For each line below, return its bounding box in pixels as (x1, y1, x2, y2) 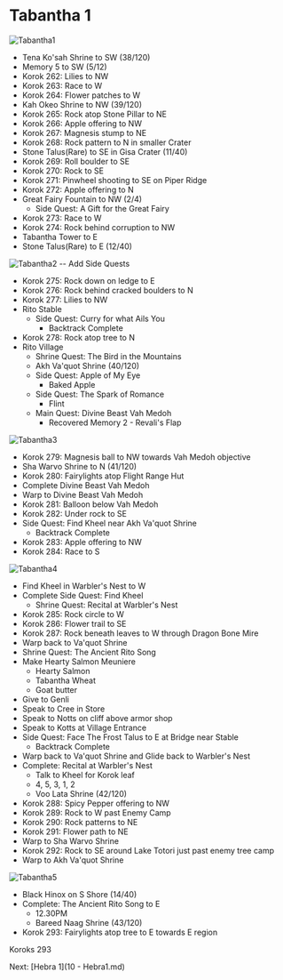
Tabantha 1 (9, 5, 91, 26)
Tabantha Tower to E (21, 231, 98, 242)
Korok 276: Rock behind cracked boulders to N (21, 285, 193, 295)
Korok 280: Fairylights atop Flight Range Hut (21, 470, 185, 481)
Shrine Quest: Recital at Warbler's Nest (35, 599, 178, 610)
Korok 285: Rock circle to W (21, 608, 124, 619)
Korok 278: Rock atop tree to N (21, 332, 136, 342)
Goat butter (35, 684, 78, 695)
